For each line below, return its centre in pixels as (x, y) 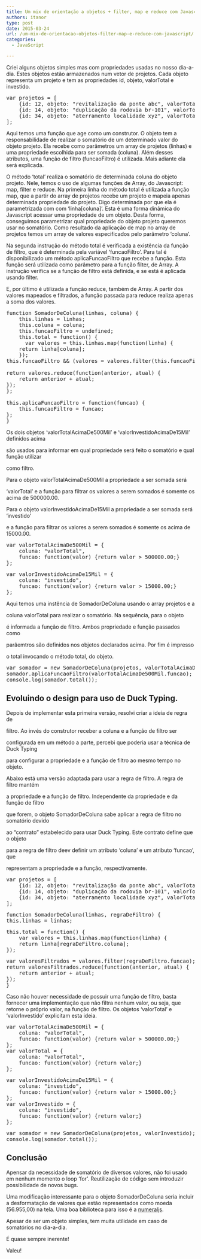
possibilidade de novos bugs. (42, 1185)
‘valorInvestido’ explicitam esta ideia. (52, 1015)
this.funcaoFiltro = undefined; (66, 331)
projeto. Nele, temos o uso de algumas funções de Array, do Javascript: (95, 183)
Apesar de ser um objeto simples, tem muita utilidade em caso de (87, 1221)
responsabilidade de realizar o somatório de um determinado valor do (92, 139)
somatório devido (28, 820)
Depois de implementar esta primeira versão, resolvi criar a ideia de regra (97, 712)
